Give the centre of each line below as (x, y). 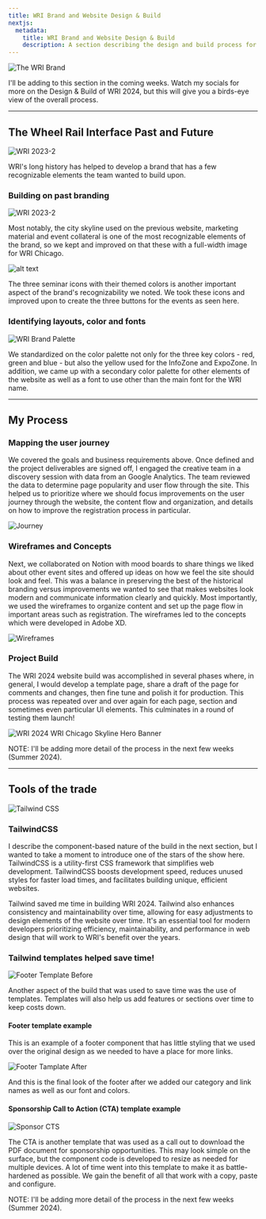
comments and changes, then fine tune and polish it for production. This (126, 692)
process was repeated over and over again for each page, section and (123, 701)
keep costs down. (37, 1007)
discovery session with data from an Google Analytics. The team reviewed (129, 477)
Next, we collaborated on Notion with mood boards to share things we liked (131, 564)
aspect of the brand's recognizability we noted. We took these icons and (127, 292)
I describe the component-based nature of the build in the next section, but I (133, 846)
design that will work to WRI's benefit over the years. (94, 937)
